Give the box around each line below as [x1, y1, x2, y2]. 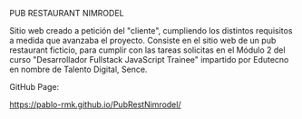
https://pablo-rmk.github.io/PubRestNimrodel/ [9, 99, 181, 110]
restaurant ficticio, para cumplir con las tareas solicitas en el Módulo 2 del [9, 45, 286, 55]
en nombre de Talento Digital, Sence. [9, 64, 148, 74]
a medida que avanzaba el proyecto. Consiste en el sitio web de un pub [9, 35, 277, 45]
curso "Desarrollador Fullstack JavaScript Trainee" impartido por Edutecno [9, 55, 289, 64]
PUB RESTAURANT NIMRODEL [9, 8, 124, 18]
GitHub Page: [9, 82, 60, 92]
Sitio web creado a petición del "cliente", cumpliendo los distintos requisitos [9, 25, 293, 35]
